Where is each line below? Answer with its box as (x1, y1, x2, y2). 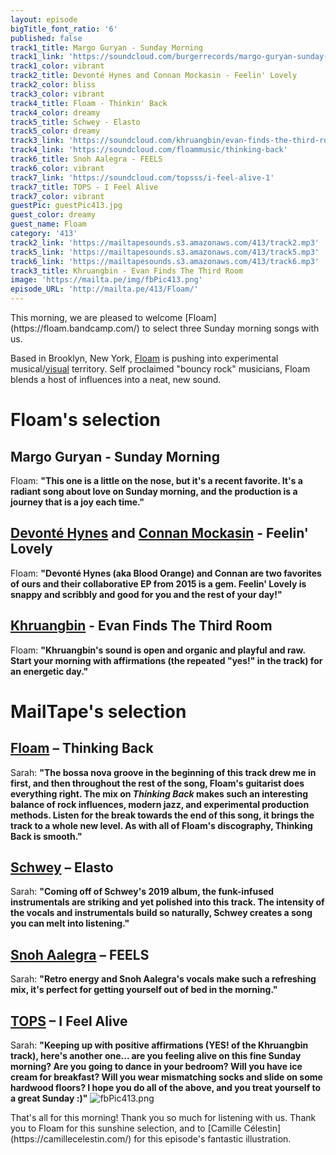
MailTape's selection (10, 700, 187, 723)
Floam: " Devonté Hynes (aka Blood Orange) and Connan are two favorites (10, 567, 322, 579)
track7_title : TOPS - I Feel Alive (10, 182, 159, 192)
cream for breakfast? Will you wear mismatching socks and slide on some (10, 1071, 323, 1083)
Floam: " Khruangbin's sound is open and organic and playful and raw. (10, 644, 306, 656)
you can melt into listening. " (10, 917, 130, 930)
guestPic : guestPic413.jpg (10, 201, 123, 211)
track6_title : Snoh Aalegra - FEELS (10, 154, 163, 164)
